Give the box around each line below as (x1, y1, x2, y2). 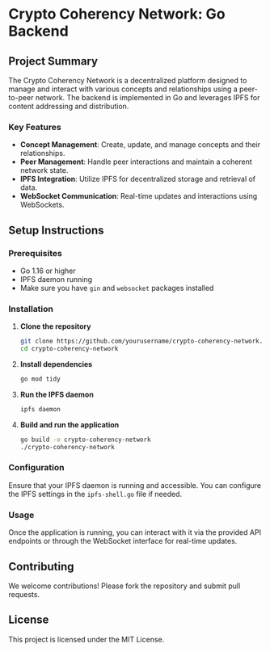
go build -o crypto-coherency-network (19, 435, 151, 444)
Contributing (8, 559, 74, 574)
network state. (19, 166, 69, 175)
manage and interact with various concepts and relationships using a (8, 84, 238, 94)
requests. (8, 589, 40, 599)
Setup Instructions (8, 223, 104, 237)
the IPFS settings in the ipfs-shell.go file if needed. (8, 489, 183, 498)
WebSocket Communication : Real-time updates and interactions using (19, 191, 258, 201)
